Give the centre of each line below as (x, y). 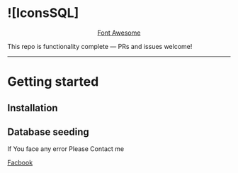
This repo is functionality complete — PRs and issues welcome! (100, 46)
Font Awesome (119, 33)
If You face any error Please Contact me (66, 149)
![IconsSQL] (43, 13)
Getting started (53, 82)
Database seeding (49, 132)
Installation (33, 108)
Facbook (20, 163)
